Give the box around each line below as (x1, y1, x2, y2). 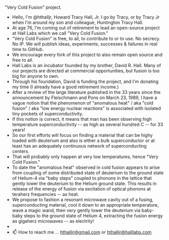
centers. (12, 149, 30, 154)
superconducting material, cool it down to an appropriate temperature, (12, 202, 159, 208)
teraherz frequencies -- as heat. (12, 191, 79, 197)
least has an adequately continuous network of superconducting (12, 143, 147, 149)
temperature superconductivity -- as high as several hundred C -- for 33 (12, 121, 163, 127)
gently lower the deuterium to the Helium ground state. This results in (12, 180, 157, 186)
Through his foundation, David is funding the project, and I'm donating (12, 78, 159, 84)
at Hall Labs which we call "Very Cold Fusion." (12, 30, 108, 36)
